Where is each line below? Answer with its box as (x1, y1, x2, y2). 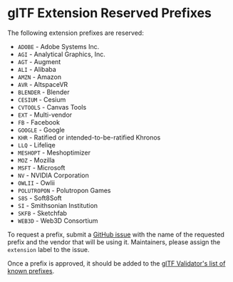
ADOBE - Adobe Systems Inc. (17, 42, 100, 51)
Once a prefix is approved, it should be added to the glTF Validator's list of (7, 258, 226, 268)
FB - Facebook (17, 117, 61, 126)
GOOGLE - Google (17, 125, 66, 134)
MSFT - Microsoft (17, 163, 66, 172)
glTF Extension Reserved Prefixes (7, 5, 212, 21)
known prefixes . (7, 266, 55, 275)
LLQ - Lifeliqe (17, 140, 56, 149)
